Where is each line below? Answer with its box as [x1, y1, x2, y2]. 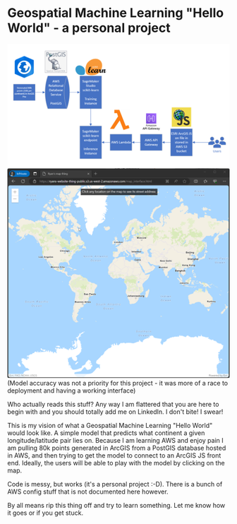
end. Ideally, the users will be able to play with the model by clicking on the [7, 458, 225, 467]
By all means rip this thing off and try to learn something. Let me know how [7, 501, 226, 509]
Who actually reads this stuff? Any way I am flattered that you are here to [7, 400, 219, 408]
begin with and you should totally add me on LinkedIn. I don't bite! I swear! [7, 407, 224, 416]
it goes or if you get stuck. [7, 508, 83, 517]
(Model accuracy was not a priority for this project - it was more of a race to [7, 379, 228, 387]
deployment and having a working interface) [7, 386, 136, 395]
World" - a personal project [7, 20, 171, 36]
